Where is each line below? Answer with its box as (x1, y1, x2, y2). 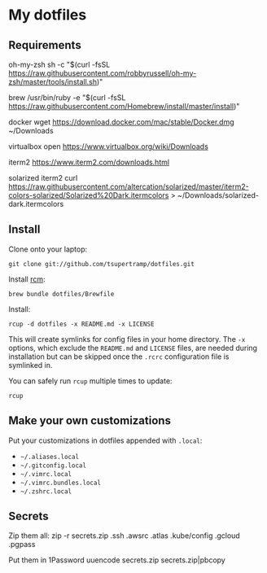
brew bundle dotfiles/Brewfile (8, 290, 115, 298)
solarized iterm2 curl (8, 173, 78, 182)
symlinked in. (8, 360, 53, 370)
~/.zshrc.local (20, 487, 72, 496)
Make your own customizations (8, 413, 171, 428)
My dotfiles (8, 6, 87, 24)
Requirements (8, 38, 81, 52)
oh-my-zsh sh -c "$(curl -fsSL (8, 59, 111, 69)
